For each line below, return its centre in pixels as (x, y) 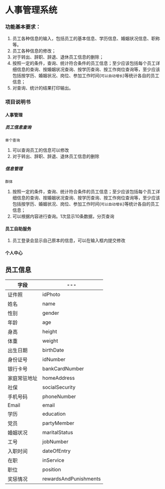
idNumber (54, 359)
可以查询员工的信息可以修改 (41, 150)
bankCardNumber (63, 368)
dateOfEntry (56, 451)
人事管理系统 (31, 10)
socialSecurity (59, 387)
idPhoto (51, 294)
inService (53, 460)
